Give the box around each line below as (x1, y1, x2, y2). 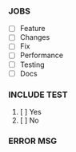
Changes (19, 33, 50, 42)
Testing (19, 60, 46, 69)
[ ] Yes (19, 107, 42, 116)
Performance (19, 50, 64, 60)
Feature (19, 24, 46, 33)
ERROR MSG (8, 135, 58, 146)
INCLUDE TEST (8, 89, 68, 100)
